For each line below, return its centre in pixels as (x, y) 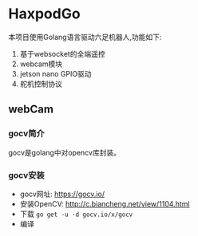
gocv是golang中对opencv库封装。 (65, 152)
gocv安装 (27, 175)
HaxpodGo (45, 14)
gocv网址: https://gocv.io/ (62, 194)
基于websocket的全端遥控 (62, 53)
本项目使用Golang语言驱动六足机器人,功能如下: (85, 37)
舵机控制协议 (41, 84)
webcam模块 (41, 64)
